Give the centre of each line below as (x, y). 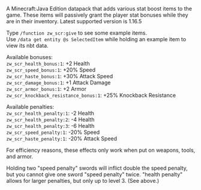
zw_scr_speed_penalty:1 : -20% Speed (53, 132)
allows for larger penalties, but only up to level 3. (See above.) (83, 181)
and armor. (20, 157)
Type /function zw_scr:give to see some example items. (76, 33)
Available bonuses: (29, 57)
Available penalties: (30, 107)
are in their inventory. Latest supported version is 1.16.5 (74, 21)
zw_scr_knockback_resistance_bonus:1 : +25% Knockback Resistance (91, 95)
